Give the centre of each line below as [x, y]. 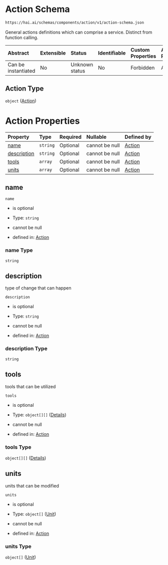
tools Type [18, 447]
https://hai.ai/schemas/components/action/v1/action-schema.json [74, 23]
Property [18, 137]
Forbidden [143, 68]
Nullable [96, 137]
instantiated [21, 71]
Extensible [53, 53]
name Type [19, 250]
